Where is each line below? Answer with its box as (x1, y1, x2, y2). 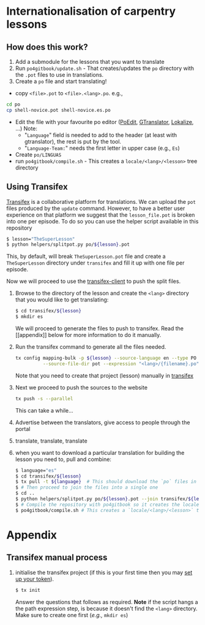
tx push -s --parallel (15, 395, 73, 402)
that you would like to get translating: (15, 296, 109, 303)
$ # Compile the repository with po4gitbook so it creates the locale (15, 502, 199, 508)
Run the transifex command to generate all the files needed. (15, 343, 166, 351)
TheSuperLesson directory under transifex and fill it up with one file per (6, 259, 185, 266)
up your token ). (15, 575, 54, 583)
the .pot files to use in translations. (15, 71, 104, 78)
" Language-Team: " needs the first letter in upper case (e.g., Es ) (24, 144, 181, 152)
